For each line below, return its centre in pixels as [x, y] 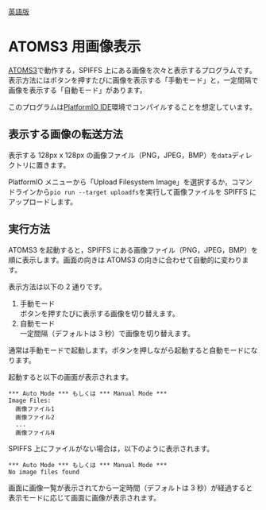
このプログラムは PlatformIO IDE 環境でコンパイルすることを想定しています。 [132, 106]
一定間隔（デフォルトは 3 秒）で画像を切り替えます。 [107, 333]
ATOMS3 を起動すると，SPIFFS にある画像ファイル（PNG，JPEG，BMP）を [133, 249]
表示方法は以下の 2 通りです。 [58, 286]
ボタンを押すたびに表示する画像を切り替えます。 [100, 313]
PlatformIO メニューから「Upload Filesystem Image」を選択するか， [120, 182]
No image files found [44, 472]
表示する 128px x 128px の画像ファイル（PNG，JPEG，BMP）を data [120, 155]
